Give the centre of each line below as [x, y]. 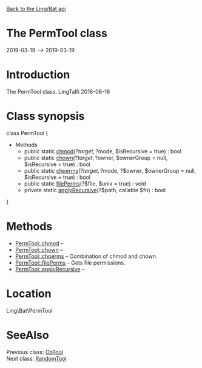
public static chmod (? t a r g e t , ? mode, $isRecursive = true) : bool [103, 151]
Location [29, 293]
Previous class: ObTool [35, 352]
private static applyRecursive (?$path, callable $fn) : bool [95, 190]
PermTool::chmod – [39, 243]
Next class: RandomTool [36, 358]
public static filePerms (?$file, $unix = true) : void [85, 183]
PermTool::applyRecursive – [50, 269]
